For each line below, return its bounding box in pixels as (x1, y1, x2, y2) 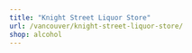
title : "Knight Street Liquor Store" (9, 13, 151, 22)
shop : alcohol (9, 30, 63, 39)
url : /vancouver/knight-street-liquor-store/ (9, 22, 183, 31)
